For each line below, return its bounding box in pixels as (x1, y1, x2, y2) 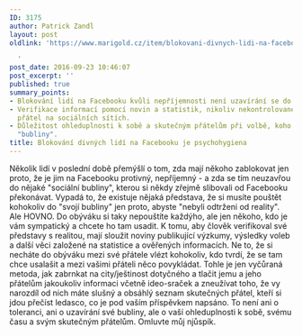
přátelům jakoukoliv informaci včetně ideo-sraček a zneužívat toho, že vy (9, 277, 280, 288)
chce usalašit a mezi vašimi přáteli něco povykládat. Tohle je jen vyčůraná (9, 259, 283, 269)
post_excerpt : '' (9, 71, 75, 81)
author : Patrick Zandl (9, 22, 94, 31)
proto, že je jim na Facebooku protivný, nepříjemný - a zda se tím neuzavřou (9, 172, 291, 183)
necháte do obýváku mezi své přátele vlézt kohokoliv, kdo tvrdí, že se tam (9, 249, 283, 259)
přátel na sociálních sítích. (17, 114, 130, 123)
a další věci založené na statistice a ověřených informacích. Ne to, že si (9, 240, 273, 250)
